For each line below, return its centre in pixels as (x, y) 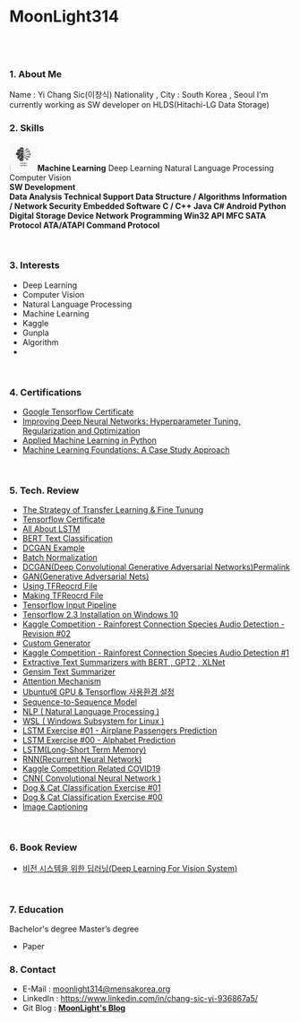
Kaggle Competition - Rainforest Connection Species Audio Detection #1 (155, 653)
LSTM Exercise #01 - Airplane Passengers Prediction (120, 731)
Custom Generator (56, 644)
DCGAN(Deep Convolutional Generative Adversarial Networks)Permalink (156, 567)
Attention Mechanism (61, 681)
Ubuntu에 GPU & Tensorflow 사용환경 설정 (98, 692)
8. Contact (33, 969)
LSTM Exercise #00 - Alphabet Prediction (99, 741)
